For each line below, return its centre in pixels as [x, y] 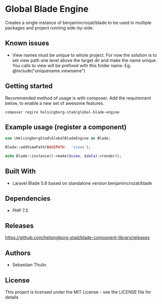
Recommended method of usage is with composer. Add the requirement [78, 98]
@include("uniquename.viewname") [49, 71]
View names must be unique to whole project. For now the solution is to [84, 55]
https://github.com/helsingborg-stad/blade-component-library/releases [77, 238]
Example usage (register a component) [66, 127]
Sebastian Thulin [29, 265]
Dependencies [28, 199]
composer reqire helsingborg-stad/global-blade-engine [62, 112]
